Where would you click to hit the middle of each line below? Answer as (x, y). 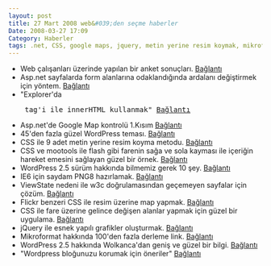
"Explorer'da (41, 94)
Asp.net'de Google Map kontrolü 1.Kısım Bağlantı (101, 125)
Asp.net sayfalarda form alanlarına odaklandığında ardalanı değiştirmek (138, 77)
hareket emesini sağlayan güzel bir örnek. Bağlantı (104, 160)
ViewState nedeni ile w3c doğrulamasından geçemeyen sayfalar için (133, 185)
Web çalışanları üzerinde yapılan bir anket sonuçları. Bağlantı (121, 69)
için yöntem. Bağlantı (55, 86)
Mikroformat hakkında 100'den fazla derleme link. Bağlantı (117, 237)
